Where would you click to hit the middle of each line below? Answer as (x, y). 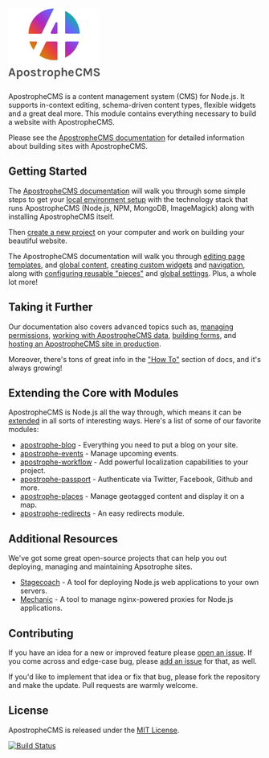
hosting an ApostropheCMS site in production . (85, 344)
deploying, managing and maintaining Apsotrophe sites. (100, 566)
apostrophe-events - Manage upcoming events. (99, 454)
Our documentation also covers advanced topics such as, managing (121, 327)
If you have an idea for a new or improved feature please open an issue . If (130, 653)
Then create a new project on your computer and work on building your (126, 232)
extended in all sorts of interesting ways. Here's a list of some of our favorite (135, 421)
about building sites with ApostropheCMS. (78, 146)
